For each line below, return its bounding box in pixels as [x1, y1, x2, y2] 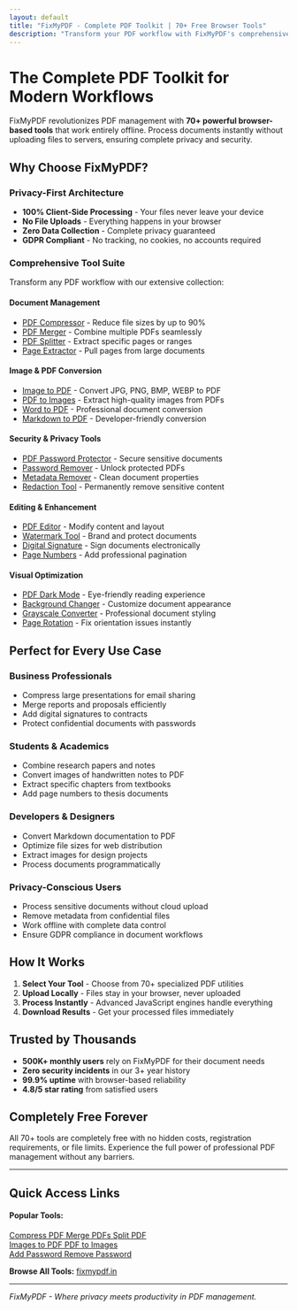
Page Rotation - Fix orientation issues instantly [21, 617, 192, 628]
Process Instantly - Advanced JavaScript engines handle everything [21, 997, 273, 1008]
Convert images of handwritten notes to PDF [21, 770, 185, 780]
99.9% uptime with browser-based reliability [21, 1074, 187, 1085]
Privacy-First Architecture [9, 187, 124, 199]
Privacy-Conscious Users [9, 881, 122, 893]
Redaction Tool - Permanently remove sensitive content [21, 481, 225, 492]
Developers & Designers [9, 810, 115, 823]
